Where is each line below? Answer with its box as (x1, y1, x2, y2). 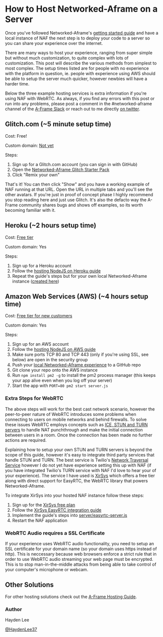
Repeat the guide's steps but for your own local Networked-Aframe (12, 273, 147, 279)
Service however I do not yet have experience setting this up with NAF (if (5, 462, 152, 468)
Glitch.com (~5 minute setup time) (5, 120, 111, 128)
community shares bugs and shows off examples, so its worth (18, 202, 144, 208)
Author (5, 606, 22, 613)
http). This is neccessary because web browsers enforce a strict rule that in (5, 551, 157, 557)
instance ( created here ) (12, 278, 59, 284)
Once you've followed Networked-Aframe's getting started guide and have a (5, 30, 159, 36)
